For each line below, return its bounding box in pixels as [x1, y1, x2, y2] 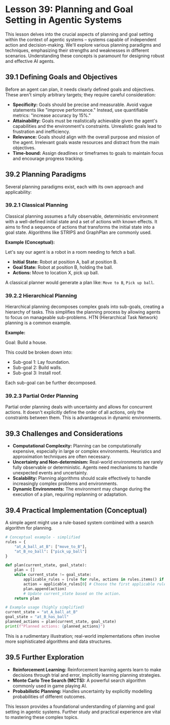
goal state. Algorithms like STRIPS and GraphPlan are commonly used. [5, 229, 152, 235]
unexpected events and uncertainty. [12, 470, 88, 476]
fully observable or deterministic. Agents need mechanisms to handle [12, 464, 158, 470]
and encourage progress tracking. [12, 155, 84, 161]
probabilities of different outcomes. [12, 694, 86, 700]
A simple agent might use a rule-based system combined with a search [5, 520, 154, 526]
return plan [14, 596, 39, 601]
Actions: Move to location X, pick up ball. [12, 269, 99, 275]
